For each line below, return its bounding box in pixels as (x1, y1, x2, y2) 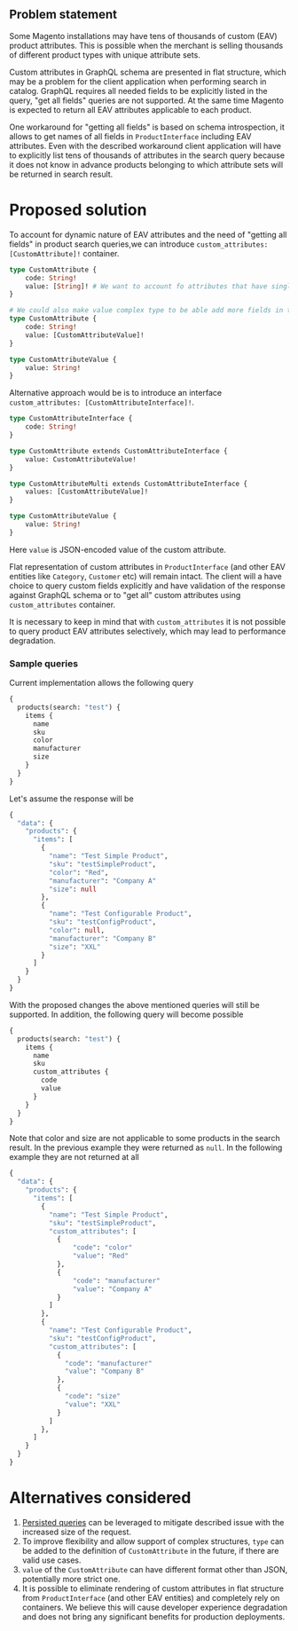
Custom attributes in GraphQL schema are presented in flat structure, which (9, 67, 286, 77)
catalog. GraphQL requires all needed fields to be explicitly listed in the (9, 85, 268, 96)
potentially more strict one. (21, 1573, 122, 1584)
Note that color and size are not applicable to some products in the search (9, 1133, 281, 1144)
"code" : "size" (65, 1392, 122, 1401)
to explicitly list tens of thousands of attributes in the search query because (9, 150, 286, 161)
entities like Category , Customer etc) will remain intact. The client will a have (9, 571, 282, 581)
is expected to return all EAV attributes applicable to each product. (9, 104, 252, 114)
